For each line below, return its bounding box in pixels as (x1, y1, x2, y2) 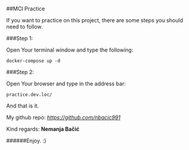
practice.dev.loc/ (6, 92, 52, 98)
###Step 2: (6, 68, 34, 76)
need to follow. (6, 23, 43, 30)
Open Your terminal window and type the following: (6, 46, 134, 53)
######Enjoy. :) (6, 137, 46, 144)
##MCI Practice (6, 5, 45, 12)
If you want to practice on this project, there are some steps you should (6, 17, 184, 23)
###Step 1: (6, 35, 33, 41)
